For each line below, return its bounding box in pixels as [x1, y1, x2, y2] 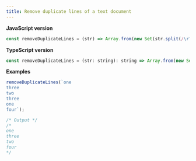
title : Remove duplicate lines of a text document [6, 8, 132, 15]
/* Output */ [6, 117, 38, 123]
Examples [6, 68, 31, 75]
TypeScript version [6, 46, 54, 53]
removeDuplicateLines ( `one [6, 79, 72, 85]
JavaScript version [6, 24, 53, 32]
